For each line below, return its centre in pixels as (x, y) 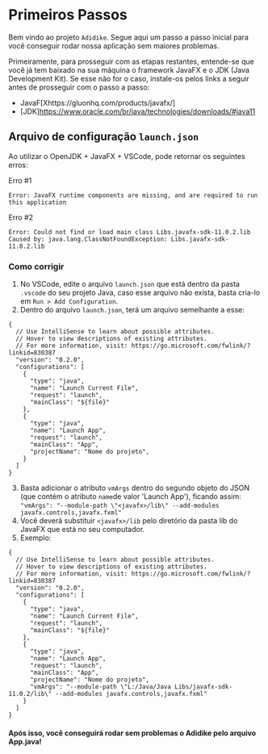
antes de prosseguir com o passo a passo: (79, 87)
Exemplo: (36, 538)
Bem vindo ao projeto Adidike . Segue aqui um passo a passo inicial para (128, 37)
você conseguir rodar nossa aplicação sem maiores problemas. (114, 45)
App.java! (25, 741)
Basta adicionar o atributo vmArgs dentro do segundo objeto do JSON (135, 488)
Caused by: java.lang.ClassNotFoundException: (88, 239)
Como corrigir (36, 266)
